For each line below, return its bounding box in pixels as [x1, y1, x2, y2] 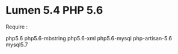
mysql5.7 [5, 41, 28, 48]
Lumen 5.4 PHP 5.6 [5, 4, 103, 17]
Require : [5, 23, 28, 30]
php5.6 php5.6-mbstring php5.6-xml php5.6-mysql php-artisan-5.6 [5, 34, 173, 42]
